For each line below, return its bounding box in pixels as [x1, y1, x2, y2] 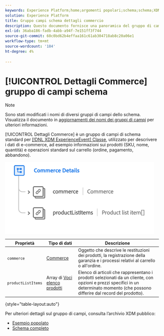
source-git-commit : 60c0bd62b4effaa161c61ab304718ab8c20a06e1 [5, 34, 134, 39]
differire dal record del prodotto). [78, 290, 144, 296]
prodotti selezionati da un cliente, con [78, 275, 154, 280]
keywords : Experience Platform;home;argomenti [5, 8, 102, 13]
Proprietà [15, 240, 35, 246]
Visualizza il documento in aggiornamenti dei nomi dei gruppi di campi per [5, 117, 154, 123]
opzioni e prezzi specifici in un [78, 280, 139, 286]
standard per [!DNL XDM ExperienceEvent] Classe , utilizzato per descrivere [5, 137, 157, 142]
